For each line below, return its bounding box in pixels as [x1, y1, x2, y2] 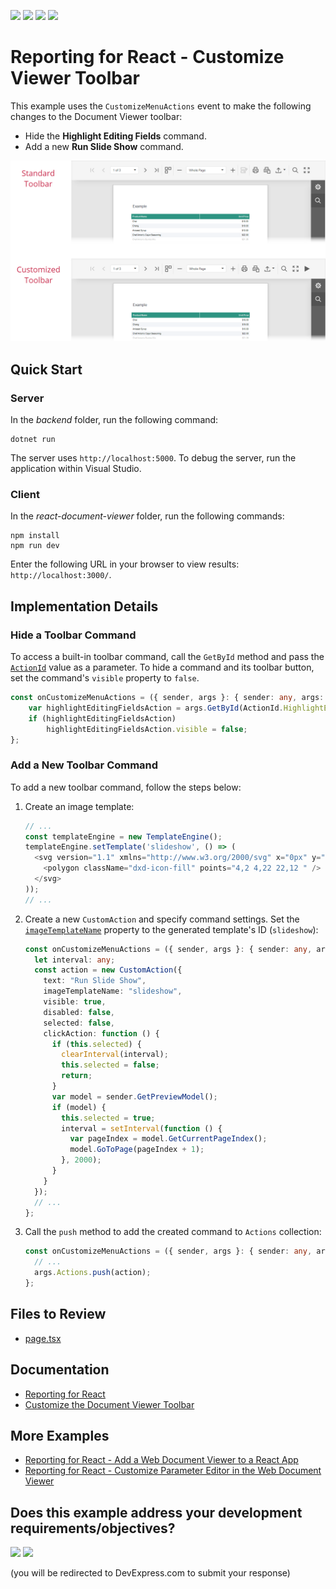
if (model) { [51, 1102, 107, 1112]
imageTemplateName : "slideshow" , [43, 986, 183, 997]
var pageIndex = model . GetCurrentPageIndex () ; [69, 1134, 268, 1144]
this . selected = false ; [61, 1060, 160, 1070]
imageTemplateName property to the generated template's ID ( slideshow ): [24, 923, 319, 935]
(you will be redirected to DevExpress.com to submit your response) [10, 1567, 291, 1579]
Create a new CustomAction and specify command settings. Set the [24, 913, 300, 925]
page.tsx [24, 1332, 62, 1344]
